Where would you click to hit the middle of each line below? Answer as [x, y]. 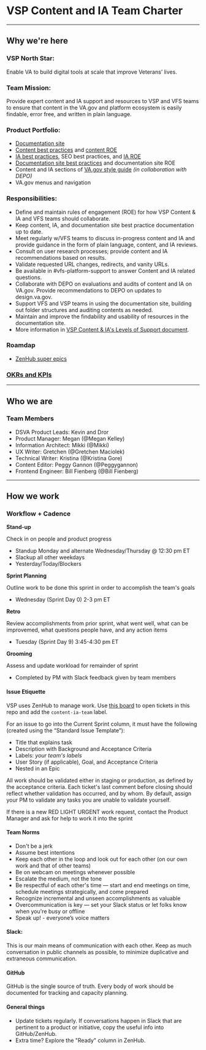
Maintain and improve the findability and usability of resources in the [102, 316]
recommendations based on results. [61, 257]
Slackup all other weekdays [50, 557]
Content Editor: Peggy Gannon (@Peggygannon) [77, 464]
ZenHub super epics [41, 358]
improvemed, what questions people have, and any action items [87, 630]
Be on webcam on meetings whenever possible [75, 872]
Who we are [30, 401]
